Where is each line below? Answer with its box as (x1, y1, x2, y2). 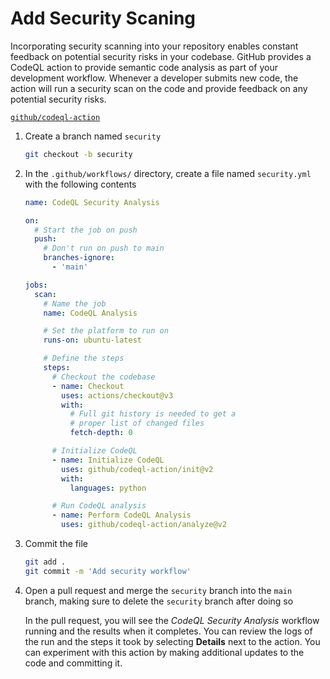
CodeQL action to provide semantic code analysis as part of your (10, 61, 278, 73)
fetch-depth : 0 (69, 428, 133, 438)
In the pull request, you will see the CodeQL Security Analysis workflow (24, 614, 320, 626)
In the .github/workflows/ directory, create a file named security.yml (24, 167, 312, 179)
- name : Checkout (51, 381, 125, 391)
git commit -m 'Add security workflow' (24, 566, 192, 576)
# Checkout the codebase (51, 372, 156, 382)
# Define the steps (43, 353, 125, 364)
